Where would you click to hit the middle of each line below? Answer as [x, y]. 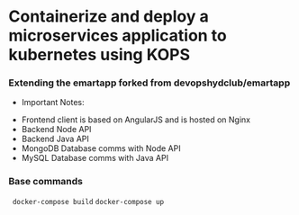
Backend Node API [56, 130]
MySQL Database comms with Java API [95, 158]
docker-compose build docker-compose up [88, 202]
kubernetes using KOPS [100, 55]
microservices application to [118, 36]
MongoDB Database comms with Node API [101, 148]
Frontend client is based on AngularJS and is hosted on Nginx [136, 120]
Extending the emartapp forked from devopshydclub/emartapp [149, 83]
